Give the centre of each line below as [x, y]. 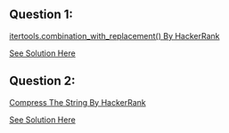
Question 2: [42, 81]
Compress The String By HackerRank [78, 102]
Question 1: [41, 15]
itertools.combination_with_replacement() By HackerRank [114, 35]
